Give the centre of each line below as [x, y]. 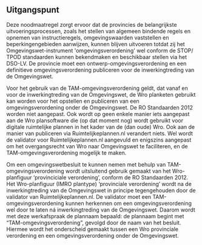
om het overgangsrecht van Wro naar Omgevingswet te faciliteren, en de [97, 146]
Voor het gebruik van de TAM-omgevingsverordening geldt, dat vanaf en [97, 88]
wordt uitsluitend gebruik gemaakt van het [118, 171]
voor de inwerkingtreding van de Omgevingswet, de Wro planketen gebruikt [101, 94]
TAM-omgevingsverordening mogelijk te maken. [66, 153]
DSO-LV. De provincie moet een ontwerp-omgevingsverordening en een [96, 63]
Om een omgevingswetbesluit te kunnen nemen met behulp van [86, 164]
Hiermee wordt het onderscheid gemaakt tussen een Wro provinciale [93, 229]
